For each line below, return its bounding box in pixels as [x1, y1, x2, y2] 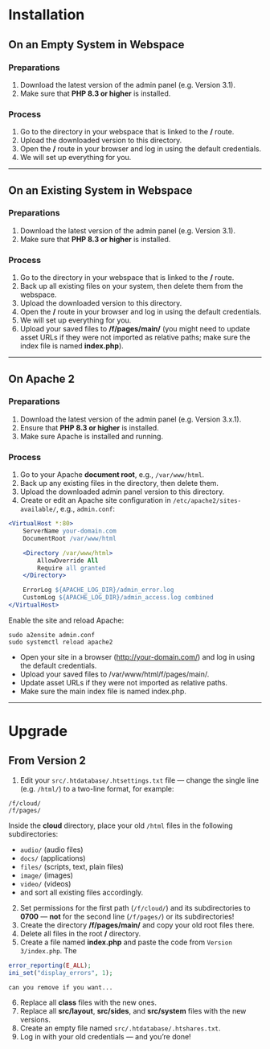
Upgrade [8, 722, 68, 741]
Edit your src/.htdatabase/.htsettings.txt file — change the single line [19, 775, 260, 785]
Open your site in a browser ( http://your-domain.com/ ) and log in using [19, 652, 256, 661]
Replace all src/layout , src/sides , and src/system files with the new [19, 1006, 247, 1015]
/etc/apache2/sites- [172, 497, 242, 505]
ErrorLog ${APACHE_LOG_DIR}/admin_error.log [22, 586, 174, 594]
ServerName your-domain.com [22, 527, 117, 536]
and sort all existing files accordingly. [19, 887, 144, 897]
